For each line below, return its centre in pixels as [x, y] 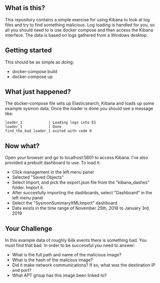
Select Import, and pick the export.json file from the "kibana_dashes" [81, 182]
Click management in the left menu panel [53, 172]
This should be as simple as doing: [39, 62]
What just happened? [38, 92]
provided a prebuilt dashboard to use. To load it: [53, 163]
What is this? [25, 8]
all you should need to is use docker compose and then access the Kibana [79, 30]
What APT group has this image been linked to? [59, 275]
